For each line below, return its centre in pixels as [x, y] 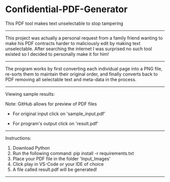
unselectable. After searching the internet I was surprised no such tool [79, 49]
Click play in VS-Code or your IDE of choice [58, 164]
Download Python [31, 148]
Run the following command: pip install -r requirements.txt [73, 153]
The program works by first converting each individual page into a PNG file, [84, 68]
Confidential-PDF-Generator [67, 9]
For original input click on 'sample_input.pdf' [59, 114]
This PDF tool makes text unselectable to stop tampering [64, 23]
